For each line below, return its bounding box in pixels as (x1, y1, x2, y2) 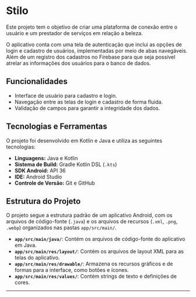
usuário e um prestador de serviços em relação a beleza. (6, 29, 143, 36)
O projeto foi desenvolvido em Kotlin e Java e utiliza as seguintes (6, 137, 162, 144)
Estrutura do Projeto (6, 196, 81, 206)
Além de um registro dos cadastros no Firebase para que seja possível (6, 53, 176, 60)
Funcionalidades (6, 77, 68, 87)
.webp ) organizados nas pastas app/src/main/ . (6, 224, 117, 232)
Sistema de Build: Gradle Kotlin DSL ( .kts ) (14, 161, 117, 168)
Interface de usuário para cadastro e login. (14, 92, 118, 99)
